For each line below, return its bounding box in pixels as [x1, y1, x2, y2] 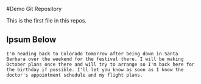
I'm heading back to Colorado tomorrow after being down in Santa [6, 51, 178, 57]
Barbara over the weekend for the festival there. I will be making [6, 56, 184, 62]
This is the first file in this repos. [6, 17, 87, 24]
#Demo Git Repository [6, 5, 62, 12]
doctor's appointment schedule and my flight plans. [6, 72, 143, 78]
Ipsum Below [6, 35, 57, 45]
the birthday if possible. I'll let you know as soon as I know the [6, 66, 184, 72]
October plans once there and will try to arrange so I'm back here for [6, 61, 195, 68]
